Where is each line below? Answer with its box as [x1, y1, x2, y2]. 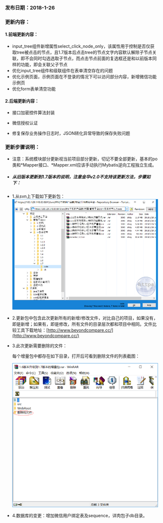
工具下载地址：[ [16, 327, 48, 333]
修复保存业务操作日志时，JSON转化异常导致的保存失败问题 [12, 131, 130, 136]
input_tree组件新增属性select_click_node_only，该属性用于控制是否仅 [12, 43, 150, 49]
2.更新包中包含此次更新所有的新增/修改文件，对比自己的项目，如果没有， [12, 315, 158, 321]
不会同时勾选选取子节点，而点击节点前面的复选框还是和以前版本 [25, 56, 153, 61]
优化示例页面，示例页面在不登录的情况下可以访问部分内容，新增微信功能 [12, 74, 157, 80]
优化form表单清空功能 [12, 86, 56, 92]
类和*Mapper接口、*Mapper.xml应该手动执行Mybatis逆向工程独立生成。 [12, 162, 157, 168]
